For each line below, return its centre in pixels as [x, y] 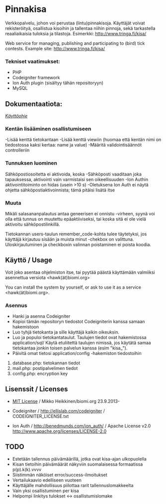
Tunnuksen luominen [31, 163]
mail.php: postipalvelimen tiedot [45, 368]
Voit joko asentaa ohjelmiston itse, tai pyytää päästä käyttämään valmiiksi [80, 272]
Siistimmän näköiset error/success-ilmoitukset [60, 475]
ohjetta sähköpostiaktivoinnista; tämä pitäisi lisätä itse [60, 190]
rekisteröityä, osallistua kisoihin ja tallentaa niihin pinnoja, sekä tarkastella [80, 28]
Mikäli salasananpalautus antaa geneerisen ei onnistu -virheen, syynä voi [80, 213]
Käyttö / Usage [29, 260]
